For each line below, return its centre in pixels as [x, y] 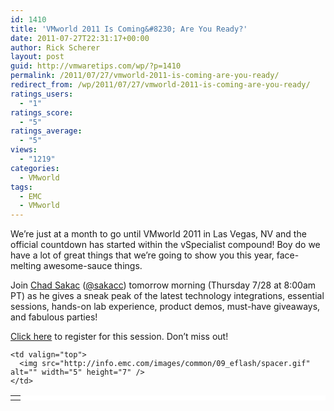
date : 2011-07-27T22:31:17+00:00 [80, 38]
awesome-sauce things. [93, 266]
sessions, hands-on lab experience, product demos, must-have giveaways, [165, 307]
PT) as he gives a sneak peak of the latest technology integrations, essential [167, 296]
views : [24, 150]
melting [26, 266]
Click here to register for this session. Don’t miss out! [119, 337]
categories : [35, 168]
